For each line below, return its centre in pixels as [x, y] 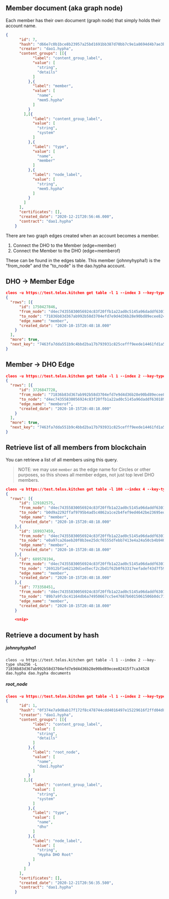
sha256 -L [27, 664]
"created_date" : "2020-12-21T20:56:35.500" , [66, 883]
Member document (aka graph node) [64, 8]
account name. [21, 26]
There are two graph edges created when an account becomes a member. [82, 236]
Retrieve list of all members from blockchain [76, 447]
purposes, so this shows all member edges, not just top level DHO [86, 475]
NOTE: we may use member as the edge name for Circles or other [84, 469]
